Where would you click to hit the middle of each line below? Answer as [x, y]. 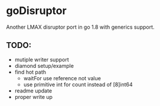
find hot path [30, 72]
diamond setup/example [44, 66]
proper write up [34, 97]
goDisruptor [36, 11]
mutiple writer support [42, 59]
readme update [33, 90]
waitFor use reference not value [62, 78]
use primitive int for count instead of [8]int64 [78, 84]
